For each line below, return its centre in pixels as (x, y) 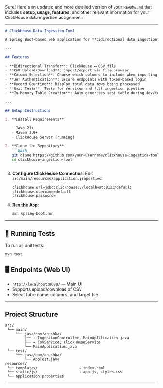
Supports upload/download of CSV (47, 289)
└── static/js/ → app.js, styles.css (65, 372)
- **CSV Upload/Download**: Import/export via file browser (67, 71)
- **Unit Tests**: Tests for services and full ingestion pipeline (75, 88)
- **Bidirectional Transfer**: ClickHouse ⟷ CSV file (61, 66)
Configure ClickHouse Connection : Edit (52, 173)
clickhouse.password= (34, 196)
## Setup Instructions (28, 111)
